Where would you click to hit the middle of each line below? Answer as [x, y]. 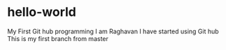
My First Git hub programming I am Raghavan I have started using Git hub [113, 31]
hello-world [42, 12]
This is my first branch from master [58, 38]
